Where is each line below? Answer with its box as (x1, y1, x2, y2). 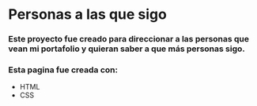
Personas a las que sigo (8, 5, 168, 24)
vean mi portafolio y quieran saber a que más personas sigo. (8, 43, 245, 54)
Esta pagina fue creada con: (8, 64, 119, 75)
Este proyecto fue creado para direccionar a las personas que (8, 34, 250, 45)
